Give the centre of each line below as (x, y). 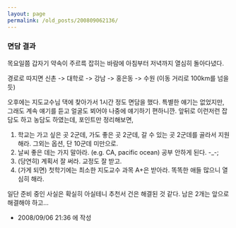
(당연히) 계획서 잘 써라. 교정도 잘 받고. (70, 161)
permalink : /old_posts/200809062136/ (63, 20)
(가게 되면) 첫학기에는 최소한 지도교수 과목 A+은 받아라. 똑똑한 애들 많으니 (119, 169)
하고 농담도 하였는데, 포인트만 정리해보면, (77, 119)
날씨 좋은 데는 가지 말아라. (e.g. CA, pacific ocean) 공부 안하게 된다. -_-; (118, 152)
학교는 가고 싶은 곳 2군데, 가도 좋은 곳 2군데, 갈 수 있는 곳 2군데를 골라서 (117, 134)
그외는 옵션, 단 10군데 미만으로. (76, 143)
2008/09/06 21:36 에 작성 (54, 217)
